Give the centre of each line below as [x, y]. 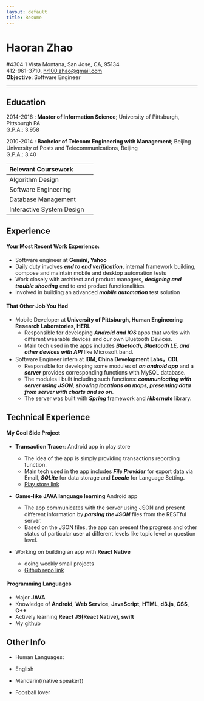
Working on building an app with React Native [73, 551]
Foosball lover [32, 692]
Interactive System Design [47, 209]
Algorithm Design [34, 180]
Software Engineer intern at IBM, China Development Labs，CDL [97, 359]
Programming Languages [39, 584]
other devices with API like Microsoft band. [79, 352]
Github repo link [44, 570]
